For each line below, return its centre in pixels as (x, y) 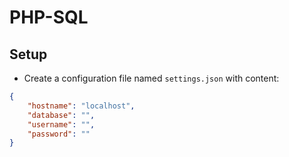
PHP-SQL (49, 17)
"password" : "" (59, 134)
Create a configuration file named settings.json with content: (151, 78)
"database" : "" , (61, 115)
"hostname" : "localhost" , (81, 106)
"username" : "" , (61, 124)
